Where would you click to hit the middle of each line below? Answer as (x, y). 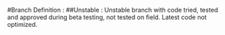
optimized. (22, 24)
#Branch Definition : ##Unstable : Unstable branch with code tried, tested (113, 10)
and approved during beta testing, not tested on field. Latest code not (107, 17)
